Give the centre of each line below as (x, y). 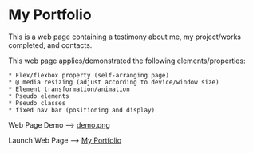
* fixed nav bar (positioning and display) (82, 110)
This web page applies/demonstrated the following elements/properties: (127, 61)
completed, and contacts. (50, 45)
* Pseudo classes (37, 103)
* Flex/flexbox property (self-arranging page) (89, 75)
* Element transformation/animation (69, 89)
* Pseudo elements (39, 96)
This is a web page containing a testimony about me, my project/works (125, 37)
